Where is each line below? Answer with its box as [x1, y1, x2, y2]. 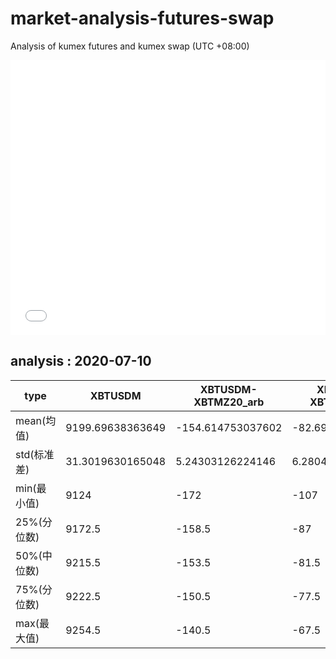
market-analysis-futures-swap [10, 7, 275, 30]
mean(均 [15, 413, 57, 427]
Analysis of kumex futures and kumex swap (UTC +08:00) [10, 40, 250, 52]
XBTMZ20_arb [193, 395, 265, 409]
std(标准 [15, 447, 55, 461]
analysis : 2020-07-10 [10, 353, 152, 370]
